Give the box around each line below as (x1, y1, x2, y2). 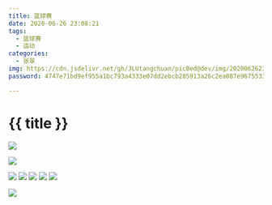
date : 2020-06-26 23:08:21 (8, 19, 100, 28)
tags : (8, 27, 27, 35)
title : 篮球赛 (8, 11, 53, 20)
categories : (8, 49, 49, 58)
